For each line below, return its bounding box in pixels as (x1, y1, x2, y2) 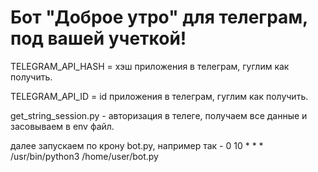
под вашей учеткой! (10, 27, 187, 50)
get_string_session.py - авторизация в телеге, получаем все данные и (10, 109, 308, 121)
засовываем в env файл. (10, 120, 115, 132)
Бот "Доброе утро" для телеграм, (10, 6, 308, 29)
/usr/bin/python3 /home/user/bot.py (10, 150, 159, 162)
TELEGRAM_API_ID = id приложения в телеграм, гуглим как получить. (10, 90, 309, 102)
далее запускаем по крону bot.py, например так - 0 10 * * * (10, 139, 264, 151)
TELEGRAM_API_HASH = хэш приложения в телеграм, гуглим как (10, 60, 290, 72)
